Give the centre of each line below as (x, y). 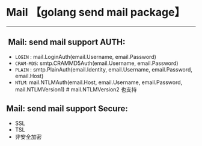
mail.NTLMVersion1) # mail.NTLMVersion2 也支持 (76, 89)
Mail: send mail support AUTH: (67, 42)
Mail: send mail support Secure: (67, 109)
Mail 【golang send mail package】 (96, 12)
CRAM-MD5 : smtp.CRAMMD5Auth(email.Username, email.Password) (96, 63)
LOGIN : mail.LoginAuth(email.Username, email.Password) (85, 56)
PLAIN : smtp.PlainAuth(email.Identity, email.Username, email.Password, (103, 69)
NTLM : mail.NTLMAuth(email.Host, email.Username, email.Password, (99, 82)
